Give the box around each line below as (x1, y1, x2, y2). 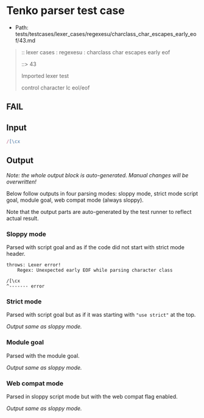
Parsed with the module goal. (6, 352, 80, 360)
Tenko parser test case (6, 4, 125, 18)
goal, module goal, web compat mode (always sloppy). (6, 196, 144, 204)
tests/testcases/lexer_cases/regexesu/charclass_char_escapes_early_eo (15, 30, 197, 37)
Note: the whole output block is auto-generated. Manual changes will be (6, 171, 189, 179)
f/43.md (15, 37, 35, 44)
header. (6, 250, 26, 258)
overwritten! (6, 178, 37, 185)
